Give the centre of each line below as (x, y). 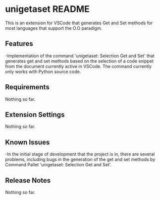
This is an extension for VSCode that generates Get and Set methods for (79, 23)
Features (19, 44)
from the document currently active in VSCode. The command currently (79, 66)
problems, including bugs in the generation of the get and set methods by (80, 159)
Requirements (27, 87)
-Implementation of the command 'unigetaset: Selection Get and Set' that (80, 56)
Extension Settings (35, 114)
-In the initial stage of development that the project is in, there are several (80, 154)
